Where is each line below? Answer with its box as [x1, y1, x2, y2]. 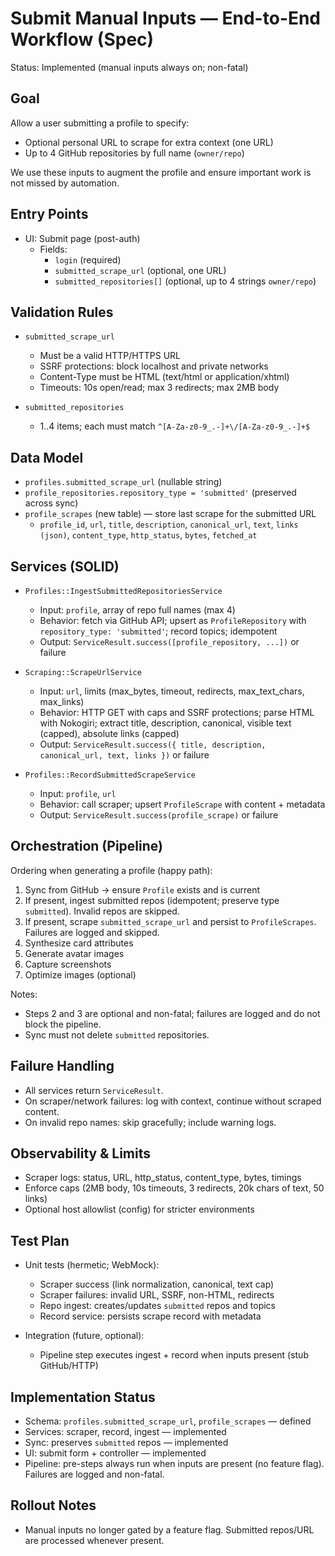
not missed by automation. [10, 177, 120, 189]
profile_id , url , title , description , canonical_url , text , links [39, 518, 299, 531]
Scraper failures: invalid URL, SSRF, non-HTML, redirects [39, 1289, 275, 1301]
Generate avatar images [24, 947, 125, 959]
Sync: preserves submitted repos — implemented [24, 1437, 229, 1449]
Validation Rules [10, 303, 114, 321]
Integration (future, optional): [24, 1330, 145, 1342]
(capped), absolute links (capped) [39, 728, 180, 739]
